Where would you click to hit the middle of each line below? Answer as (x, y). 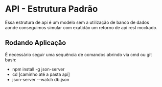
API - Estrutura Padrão (51, 9)
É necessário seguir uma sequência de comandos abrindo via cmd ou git (79, 54)
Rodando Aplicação (35, 43)
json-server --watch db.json (41, 79)
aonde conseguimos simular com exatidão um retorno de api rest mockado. (81, 27)
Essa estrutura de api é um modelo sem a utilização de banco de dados (77, 22)
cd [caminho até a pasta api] (41, 74)
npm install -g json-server (38, 69)
